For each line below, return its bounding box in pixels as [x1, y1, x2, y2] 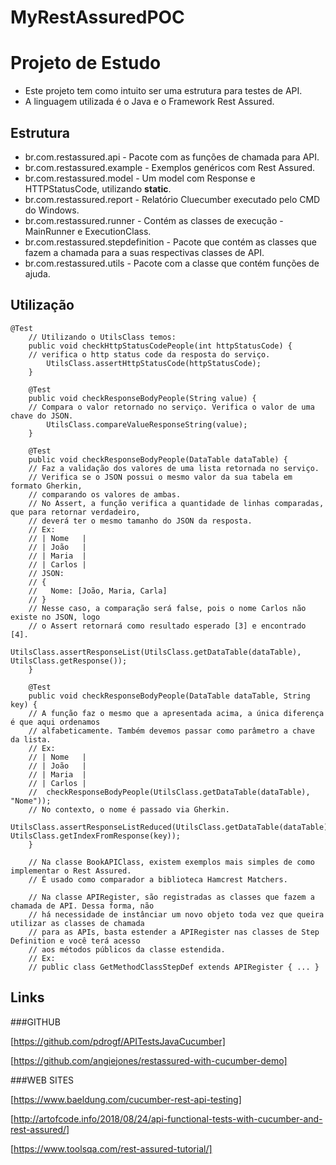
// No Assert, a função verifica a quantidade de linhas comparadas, [28, 498, 325, 508]
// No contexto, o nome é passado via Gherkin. [28, 804, 230, 815]
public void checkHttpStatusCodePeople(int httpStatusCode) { [28, 341, 293, 351]
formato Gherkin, [10, 481, 83, 491]
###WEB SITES [10, 1074, 75, 1086]
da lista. [10, 734, 52, 745]
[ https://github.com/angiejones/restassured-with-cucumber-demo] [10, 1054, 288, 1066]
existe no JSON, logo [10, 612, 101, 622]
